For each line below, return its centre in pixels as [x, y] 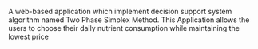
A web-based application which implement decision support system [120, 11]
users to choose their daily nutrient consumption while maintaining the [124, 28]
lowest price [29, 36]
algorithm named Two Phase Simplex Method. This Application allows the [129, 20]
